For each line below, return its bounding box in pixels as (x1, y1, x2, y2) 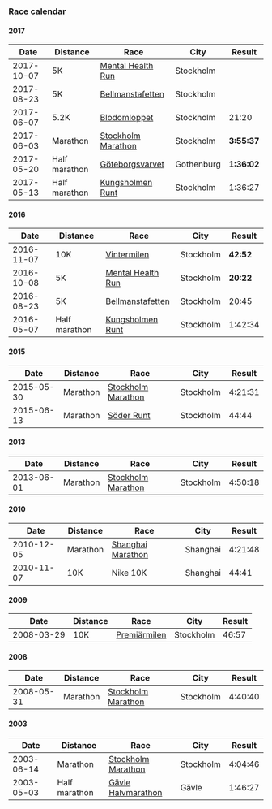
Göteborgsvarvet (100, 158, 164, 170)
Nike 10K (111, 567, 147, 578)
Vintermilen (105, 249, 150, 261)
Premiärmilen (116, 629, 167, 641)
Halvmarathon (108, 786, 163, 798)
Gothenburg (175, 158, 221, 170)
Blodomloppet (100, 112, 154, 123)
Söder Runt (108, 409, 151, 421)
